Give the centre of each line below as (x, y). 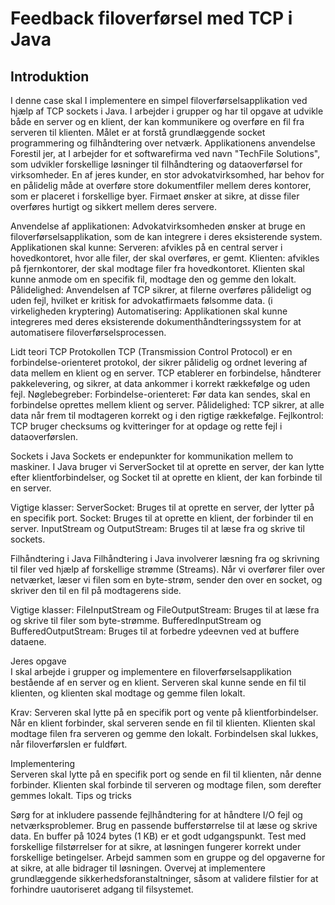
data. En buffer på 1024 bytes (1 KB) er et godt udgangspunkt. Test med (158, 836)
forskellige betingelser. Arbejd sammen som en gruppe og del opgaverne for (168, 857)
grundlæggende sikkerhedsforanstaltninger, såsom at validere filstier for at (164, 878)
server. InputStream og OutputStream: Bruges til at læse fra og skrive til (157, 528)
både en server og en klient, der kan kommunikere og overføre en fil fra (157, 121)
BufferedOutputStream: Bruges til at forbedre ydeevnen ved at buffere (155, 631)
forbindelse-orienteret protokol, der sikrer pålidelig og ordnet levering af (159, 362)
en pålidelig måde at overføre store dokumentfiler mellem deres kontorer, (161, 185)
